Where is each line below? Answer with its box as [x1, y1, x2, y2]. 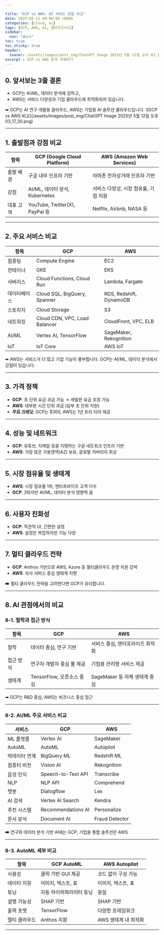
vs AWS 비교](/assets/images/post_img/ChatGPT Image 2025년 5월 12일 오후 [5, 113, 159, 119]
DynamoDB [104, 296, 130, 303]
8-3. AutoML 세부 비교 [5, 847, 57, 854]
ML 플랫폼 [7, 735, 30, 742]
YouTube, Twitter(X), [28, 201, 76, 208]
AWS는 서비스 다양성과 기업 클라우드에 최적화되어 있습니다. [12, 96, 125, 102]
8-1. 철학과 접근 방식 [5, 617, 50, 623]
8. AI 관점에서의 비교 [5, 601, 64, 609]
